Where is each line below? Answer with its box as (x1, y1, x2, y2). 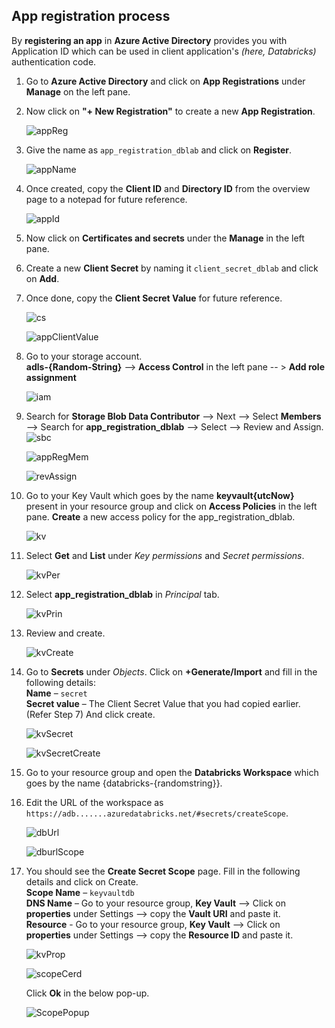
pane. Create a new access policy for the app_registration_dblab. (25, 510, 296, 523)
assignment (25, 371, 77, 383)
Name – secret (25, 687, 88, 699)
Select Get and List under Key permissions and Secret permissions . (25, 549, 305, 561)
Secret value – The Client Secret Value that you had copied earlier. (25, 697, 301, 709)
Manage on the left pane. (25, 85, 131, 98)
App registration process (11, 8, 171, 25)
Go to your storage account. (25, 350, 143, 362)
